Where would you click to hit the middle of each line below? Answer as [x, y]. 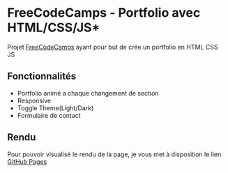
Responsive [34, 100]
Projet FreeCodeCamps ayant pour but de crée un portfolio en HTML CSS [113, 47]
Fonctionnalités [42, 76]
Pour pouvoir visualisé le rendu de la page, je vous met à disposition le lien [114, 154]
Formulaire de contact [49, 115]
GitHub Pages [27, 161]
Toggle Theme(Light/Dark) [55, 108]
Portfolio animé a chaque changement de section [88, 93]
